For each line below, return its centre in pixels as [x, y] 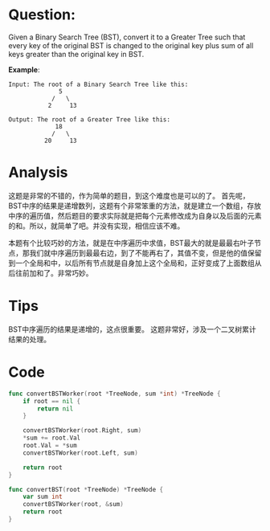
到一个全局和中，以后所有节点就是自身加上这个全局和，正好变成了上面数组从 [135, 263]
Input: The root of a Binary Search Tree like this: [98, 84]
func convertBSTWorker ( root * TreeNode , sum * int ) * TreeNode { [115, 394]
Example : [24, 69]
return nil [55, 408]
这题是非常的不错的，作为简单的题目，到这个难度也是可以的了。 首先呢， [129, 195]
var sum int [43, 497]
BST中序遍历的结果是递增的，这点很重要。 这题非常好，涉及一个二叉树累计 [133, 329]
